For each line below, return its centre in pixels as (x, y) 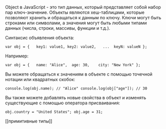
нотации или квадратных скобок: (40, 79)
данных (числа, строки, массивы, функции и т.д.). (58, 28)
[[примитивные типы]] (29, 121)
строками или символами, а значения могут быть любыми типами (76, 23)
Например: (17, 56)
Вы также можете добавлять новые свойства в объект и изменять (76, 98)
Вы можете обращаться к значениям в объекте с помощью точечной (79, 74)
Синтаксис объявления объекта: (40, 38)
